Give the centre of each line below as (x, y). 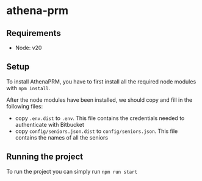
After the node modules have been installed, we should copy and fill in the (99, 100)
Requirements (34, 33)
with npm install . (28, 88)
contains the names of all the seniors (62, 137)
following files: (25, 106)
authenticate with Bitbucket (49, 124)
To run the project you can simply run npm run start (72, 171)
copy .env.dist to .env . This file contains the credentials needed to (100, 118)
